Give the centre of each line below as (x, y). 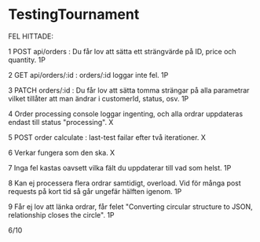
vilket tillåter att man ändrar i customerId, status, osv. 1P (99, 98)
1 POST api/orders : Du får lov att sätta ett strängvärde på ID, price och (123, 51)
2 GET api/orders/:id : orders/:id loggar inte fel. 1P (88, 75)
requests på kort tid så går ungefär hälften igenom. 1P (95, 191)
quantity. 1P (27, 60)
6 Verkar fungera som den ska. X (62, 152)
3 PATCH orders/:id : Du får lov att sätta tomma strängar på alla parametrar (129, 90)
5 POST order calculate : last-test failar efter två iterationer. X (107, 137)
